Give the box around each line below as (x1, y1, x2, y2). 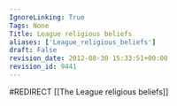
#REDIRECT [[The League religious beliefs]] (9, 86, 169, 97)
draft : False (9, 46, 58, 55)
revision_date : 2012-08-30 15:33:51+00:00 (9, 54, 168, 63)
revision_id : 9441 (9, 63, 77, 72)
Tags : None (9, 21, 50, 30)
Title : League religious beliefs (9, 29, 133, 38)
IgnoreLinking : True (9, 12, 86, 22)
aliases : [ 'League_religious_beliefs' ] (9, 37, 157, 47)
